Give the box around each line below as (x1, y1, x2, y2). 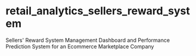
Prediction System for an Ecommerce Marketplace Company (5, 43, 154, 50)
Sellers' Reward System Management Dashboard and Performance (5, 36, 170, 43)
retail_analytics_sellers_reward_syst (5, 4, 190, 18)
